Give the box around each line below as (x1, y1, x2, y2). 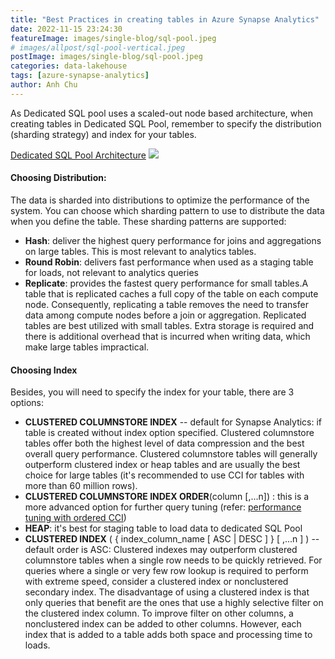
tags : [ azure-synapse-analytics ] (10, 71, 150, 81)
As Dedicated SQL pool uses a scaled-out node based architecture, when (10, 107, 313, 119)
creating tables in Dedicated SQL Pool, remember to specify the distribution (10, 117, 322, 130)
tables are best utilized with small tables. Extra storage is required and (24, 319, 315, 331)
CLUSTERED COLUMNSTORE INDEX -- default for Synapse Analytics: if (24, 416, 323, 428)
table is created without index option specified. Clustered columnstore (24, 427, 315, 439)
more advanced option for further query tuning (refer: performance (24, 501, 302, 513)
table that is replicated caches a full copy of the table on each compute (24, 287, 319, 300)
